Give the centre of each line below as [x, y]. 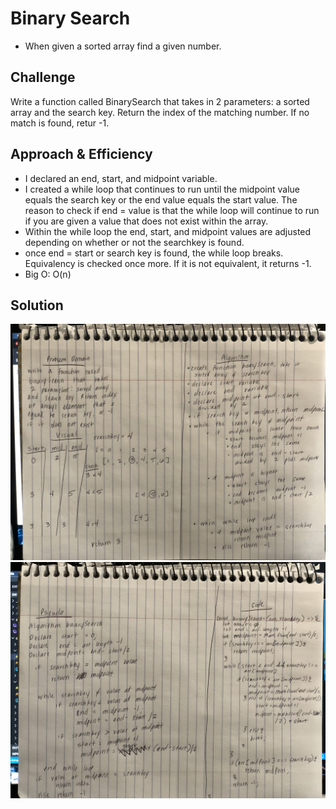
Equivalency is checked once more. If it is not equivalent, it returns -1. [168, 263]
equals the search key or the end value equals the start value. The [161, 199]
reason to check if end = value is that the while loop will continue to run [172, 210]
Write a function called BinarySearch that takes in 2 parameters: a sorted [160, 101]
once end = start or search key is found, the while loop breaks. [154, 253]
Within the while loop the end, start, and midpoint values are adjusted [168, 231]
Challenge [43, 77]
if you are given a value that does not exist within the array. [146, 221]
